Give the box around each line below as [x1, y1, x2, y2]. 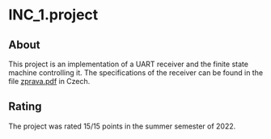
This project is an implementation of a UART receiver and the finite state [8, 59, 249, 69]
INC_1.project [8, 6, 99, 24]
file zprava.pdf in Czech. [8, 77, 91, 86]
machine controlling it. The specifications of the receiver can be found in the [8, 68, 264, 78]
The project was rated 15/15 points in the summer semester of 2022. [8, 121, 236, 131]
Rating [8, 99, 42, 114]
